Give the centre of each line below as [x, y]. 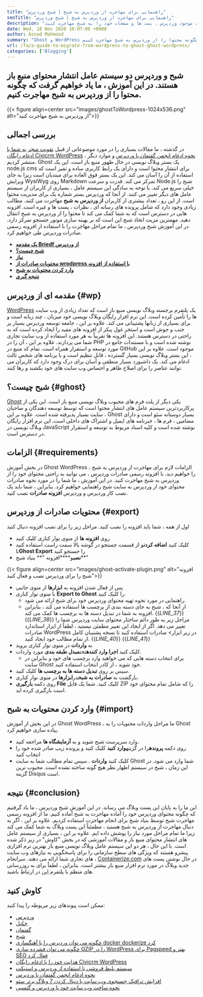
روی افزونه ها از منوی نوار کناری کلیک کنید [63, 538]
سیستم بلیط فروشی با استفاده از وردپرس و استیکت [74, 969]
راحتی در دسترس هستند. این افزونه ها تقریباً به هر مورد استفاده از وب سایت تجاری [99, 336]
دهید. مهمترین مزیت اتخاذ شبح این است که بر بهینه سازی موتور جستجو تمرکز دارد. [99, 220]
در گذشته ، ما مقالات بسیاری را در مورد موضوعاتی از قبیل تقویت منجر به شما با [95, 149]
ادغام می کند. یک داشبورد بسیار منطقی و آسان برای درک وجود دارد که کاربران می [98, 362]
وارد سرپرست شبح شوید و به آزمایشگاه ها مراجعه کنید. [77, 742]
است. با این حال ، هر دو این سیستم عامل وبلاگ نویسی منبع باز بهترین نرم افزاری [96, 846]
